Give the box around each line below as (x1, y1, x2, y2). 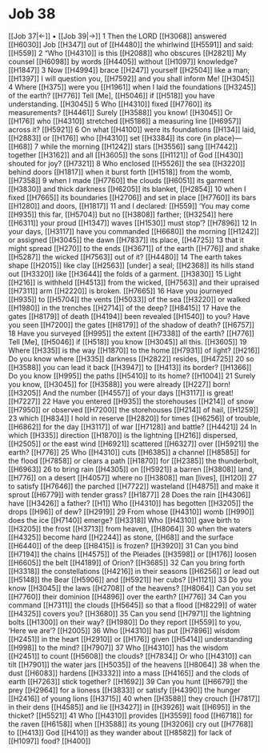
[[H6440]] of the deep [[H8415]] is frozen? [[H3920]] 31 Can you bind (8, 540, 238, 550)
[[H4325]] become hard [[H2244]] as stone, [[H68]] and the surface (8, 532, 234, 542)
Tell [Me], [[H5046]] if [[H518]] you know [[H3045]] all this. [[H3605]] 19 (8, 337, 247, 346)
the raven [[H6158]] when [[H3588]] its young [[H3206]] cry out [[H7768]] (8, 719, 254, 728)
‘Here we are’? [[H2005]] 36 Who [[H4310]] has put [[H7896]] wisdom (8, 625, 240, 635)
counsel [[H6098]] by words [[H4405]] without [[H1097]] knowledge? (8, 57, 238, 66)
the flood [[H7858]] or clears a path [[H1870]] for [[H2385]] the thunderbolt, (8, 456, 259, 465)
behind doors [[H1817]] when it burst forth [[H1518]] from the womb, (8, 167, 232, 177)
